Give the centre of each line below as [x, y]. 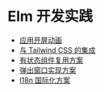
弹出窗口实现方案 [48, 70]
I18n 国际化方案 [45, 80]
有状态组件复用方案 [51, 60]
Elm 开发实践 [50, 16]
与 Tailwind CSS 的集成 [57, 50]
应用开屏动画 [40, 40]
